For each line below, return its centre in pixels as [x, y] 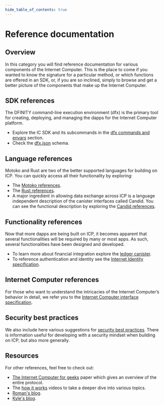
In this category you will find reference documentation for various [72, 64]
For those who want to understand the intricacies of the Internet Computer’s [82, 291]
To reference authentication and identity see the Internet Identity [78, 259]
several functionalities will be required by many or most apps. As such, [77, 239]
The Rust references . [33, 191]
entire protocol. [28, 382]
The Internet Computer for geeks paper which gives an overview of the [84, 377]
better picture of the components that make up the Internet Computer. [76, 85]
